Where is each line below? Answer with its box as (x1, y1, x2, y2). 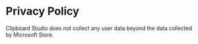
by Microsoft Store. (5, 31, 54, 38)
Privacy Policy (5, 4, 80, 18)
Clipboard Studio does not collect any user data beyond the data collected (5, 24, 193, 32)
